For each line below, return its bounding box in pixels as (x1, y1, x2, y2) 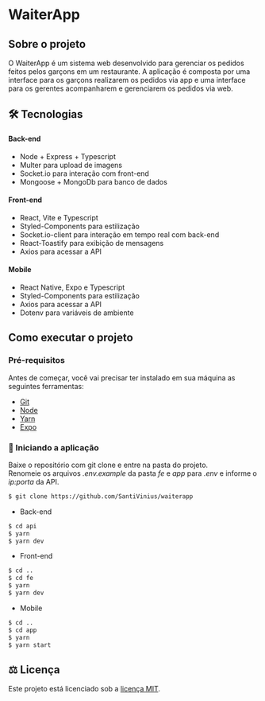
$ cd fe (8, 574, 34, 582)
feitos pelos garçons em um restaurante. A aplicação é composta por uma (8, 67, 251, 76)
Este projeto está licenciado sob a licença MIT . (8, 684, 161, 694)
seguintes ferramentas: (8, 381, 85, 391)
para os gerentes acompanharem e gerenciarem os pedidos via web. (8, 84, 234, 93)
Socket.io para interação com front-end (19, 169, 149, 178)
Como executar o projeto (8, 331, 133, 345)
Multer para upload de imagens (19, 160, 123, 169)
